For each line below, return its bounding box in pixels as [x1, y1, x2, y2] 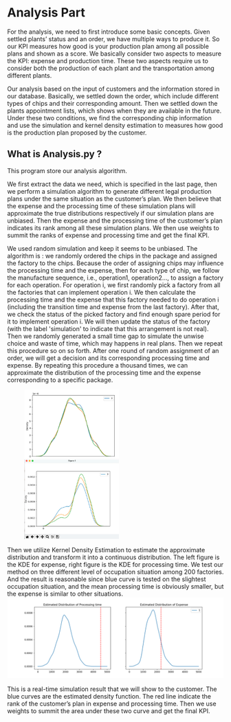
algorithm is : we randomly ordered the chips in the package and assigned [7, 251, 218, 260]
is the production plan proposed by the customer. [7, 128, 147, 137]
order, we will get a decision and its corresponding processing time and [7, 354, 210, 362]
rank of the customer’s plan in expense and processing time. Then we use [7, 699, 217, 708]
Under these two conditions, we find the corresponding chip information [7, 113, 212, 122]
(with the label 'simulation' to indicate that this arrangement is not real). [7, 324, 209, 332]
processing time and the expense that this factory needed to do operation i [7, 295, 219, 304]
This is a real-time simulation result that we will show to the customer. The [7, 685, 217, 693]
